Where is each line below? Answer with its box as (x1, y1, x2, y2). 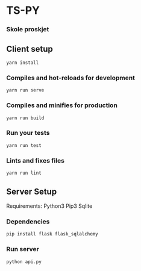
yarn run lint (6, 170, 42, 176)
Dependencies (6, 217, 50, 226)
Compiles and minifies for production (6, 101, 117, 110)
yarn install (6, 60, 39, 66)
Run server (6, 245, 39, 254)
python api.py (6, 258, 42, 265)
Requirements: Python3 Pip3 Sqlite (6, 202, 93, 210)
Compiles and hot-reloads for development (6, 73, 136, 82)
